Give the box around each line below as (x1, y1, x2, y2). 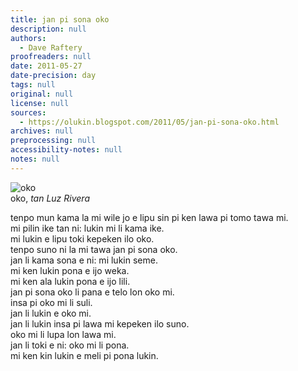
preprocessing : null (10, 136, 97, 146)
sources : (10, 107, 47, 118)
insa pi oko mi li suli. (10, 296, 93, 308)
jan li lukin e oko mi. (10, 307, 92, 319)
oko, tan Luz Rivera (10, 192, 90, 204)
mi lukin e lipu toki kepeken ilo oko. (10, 232, 155, 245)
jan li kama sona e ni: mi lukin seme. (10, 254, 158, 266)
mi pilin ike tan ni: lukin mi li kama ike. (10, 222, 165, 234)
